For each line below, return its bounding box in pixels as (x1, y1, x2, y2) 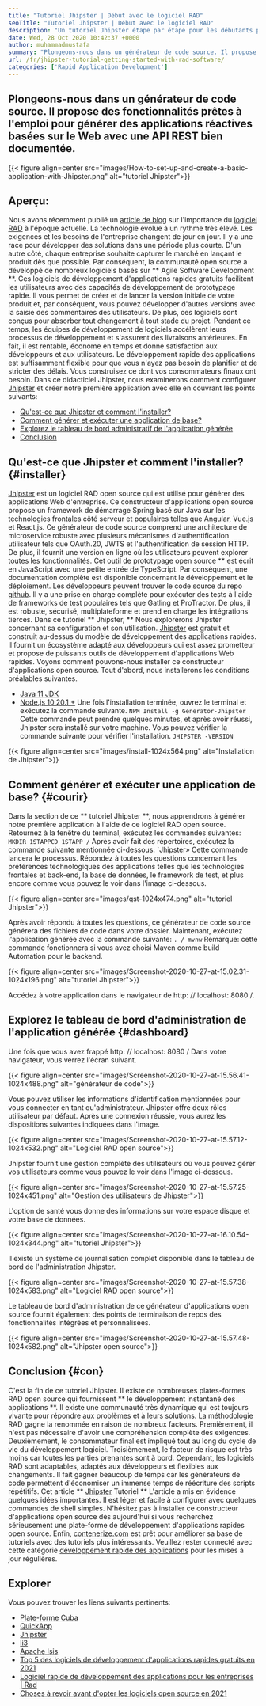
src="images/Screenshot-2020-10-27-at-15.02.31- (84, 967, 249, 976)
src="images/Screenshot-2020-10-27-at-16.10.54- (84, 1229, 249, 1239)
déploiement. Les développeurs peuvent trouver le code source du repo (8, 581, 243, 591)
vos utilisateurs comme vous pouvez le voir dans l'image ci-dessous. (8, 1167, 234, 1176)
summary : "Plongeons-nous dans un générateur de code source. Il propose (8, 48, 257, 56)
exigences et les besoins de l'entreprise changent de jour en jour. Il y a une (8, 232, 253, 241)
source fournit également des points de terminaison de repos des (8, 1309, 222, 1319)
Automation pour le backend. (8, 952, 103, 960)
